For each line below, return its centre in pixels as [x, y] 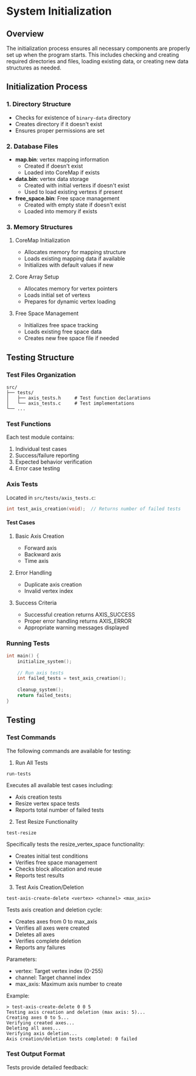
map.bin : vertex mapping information [62, 159]
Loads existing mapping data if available [75, 259]
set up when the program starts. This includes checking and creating [93, 55]
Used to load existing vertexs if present [73, 192]
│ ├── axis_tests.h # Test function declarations [79, 398]
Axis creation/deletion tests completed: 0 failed [72, 1039]
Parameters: [22, 959]
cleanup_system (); [40, 690]
